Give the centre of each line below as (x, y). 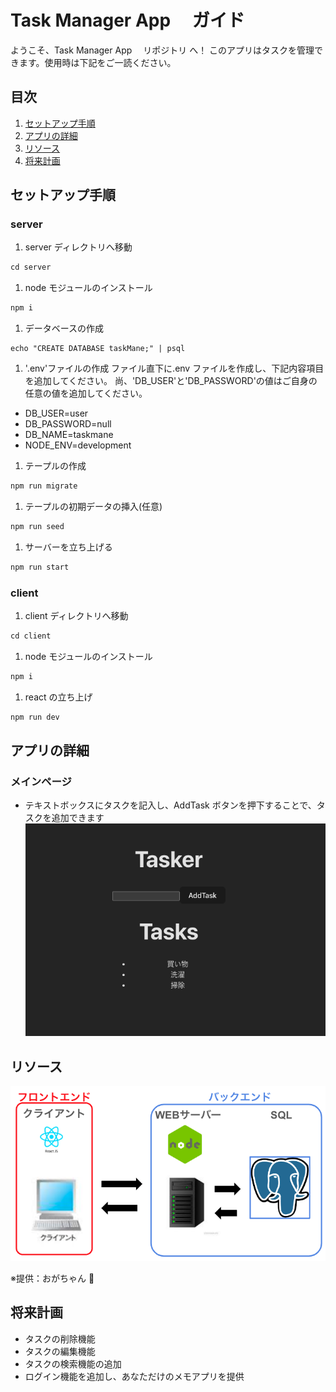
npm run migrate (44, 486)
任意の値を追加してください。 (86, 393)
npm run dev (35, 717)
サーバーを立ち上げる (68, 547)
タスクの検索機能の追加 (73, 1363)
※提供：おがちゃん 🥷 (52, 1278)
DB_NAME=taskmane (69, 435)
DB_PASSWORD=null (68, 424)
